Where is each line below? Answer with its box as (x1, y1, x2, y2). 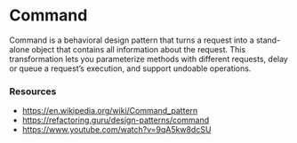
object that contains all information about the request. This (31, 44, 246, 54)
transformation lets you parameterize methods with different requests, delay (9, 53, 289, 64)
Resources (9, 85, 57, 98)
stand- (256, 35, 281, 45)
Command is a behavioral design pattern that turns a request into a (9, 35, 255, 45)
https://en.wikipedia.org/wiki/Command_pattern (21, 106, 198, 116)
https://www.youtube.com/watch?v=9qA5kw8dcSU (21, 124, 212, 135)
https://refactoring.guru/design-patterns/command (21, 115, 210, 125)
